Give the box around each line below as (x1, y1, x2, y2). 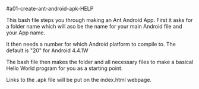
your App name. (6, 29, 46, 36)
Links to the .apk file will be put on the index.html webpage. (6, 77, 152, 83)
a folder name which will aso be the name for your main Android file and (6, 23, 182, 30)
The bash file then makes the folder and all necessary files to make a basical (6, 59, 194, 65)
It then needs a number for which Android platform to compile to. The (6, 41, 176, 47)
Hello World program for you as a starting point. (6, 65, 123, 72)
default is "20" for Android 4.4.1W (6, 47, 89, 54)
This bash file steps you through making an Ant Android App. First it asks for (6, 17, 193, 23)
